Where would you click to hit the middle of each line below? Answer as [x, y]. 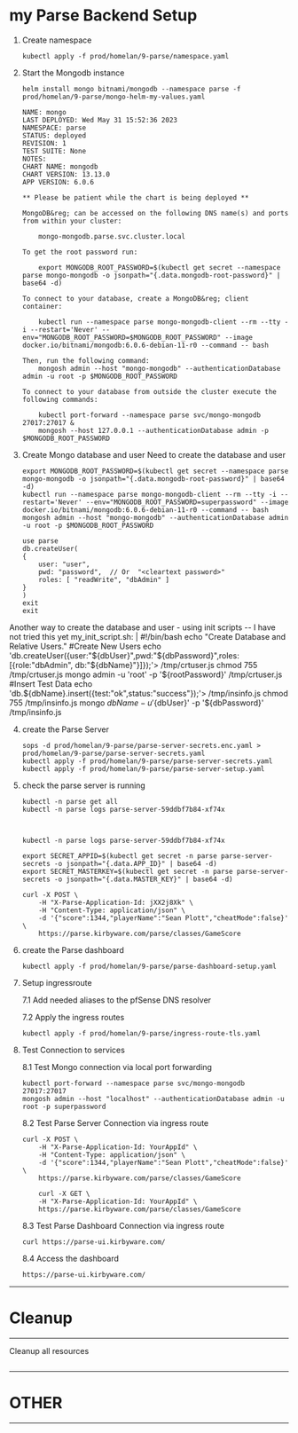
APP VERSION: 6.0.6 [58, 182]
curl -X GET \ [64, 1193]
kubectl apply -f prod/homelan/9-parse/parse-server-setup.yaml [143, 768]
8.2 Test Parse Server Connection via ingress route [115, 1122]
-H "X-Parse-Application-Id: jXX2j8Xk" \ [116, 902]
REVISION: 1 [44, 143]
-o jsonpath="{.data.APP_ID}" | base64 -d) [136, 863]
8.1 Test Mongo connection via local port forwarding [117, 1067]
